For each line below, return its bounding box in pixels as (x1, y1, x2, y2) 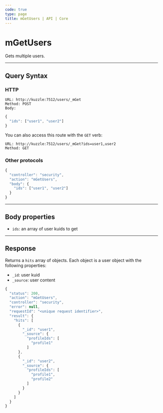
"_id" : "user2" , (22, 359, 55, 363)
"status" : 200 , (9, 291, 40, 296)
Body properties (5, 213, 55, 221)
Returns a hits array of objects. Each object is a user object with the (5, 257, 142, 263)
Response (5, 245, 36, 253)
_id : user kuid (12, 272, 40, 278)
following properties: (5, 263, 47, 268)
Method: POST (5, 101, 32, 106)
